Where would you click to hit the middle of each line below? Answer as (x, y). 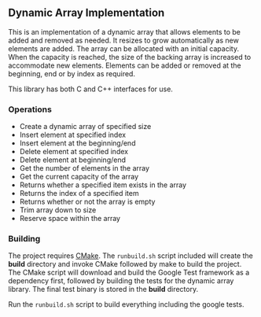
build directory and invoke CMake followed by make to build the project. (125, 264)
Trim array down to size (58, 210)
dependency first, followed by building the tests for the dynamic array (121, 281)
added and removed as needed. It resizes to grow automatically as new (124, 40)
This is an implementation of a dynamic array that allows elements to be (125, 31)
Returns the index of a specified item (79, 194)
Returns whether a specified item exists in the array (103, 185)
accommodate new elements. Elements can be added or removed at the (125, 65)
